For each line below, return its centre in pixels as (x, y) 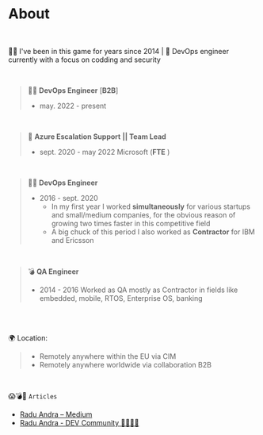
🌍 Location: (28, 337)
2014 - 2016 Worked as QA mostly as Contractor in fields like (139, 290)
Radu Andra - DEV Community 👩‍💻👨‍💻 (79, 422)
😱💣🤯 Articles (33, 396)
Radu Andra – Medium (56, 414)
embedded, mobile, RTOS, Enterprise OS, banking (121, 298)
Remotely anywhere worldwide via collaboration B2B (126, 364)
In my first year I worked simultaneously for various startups (151, 206)
